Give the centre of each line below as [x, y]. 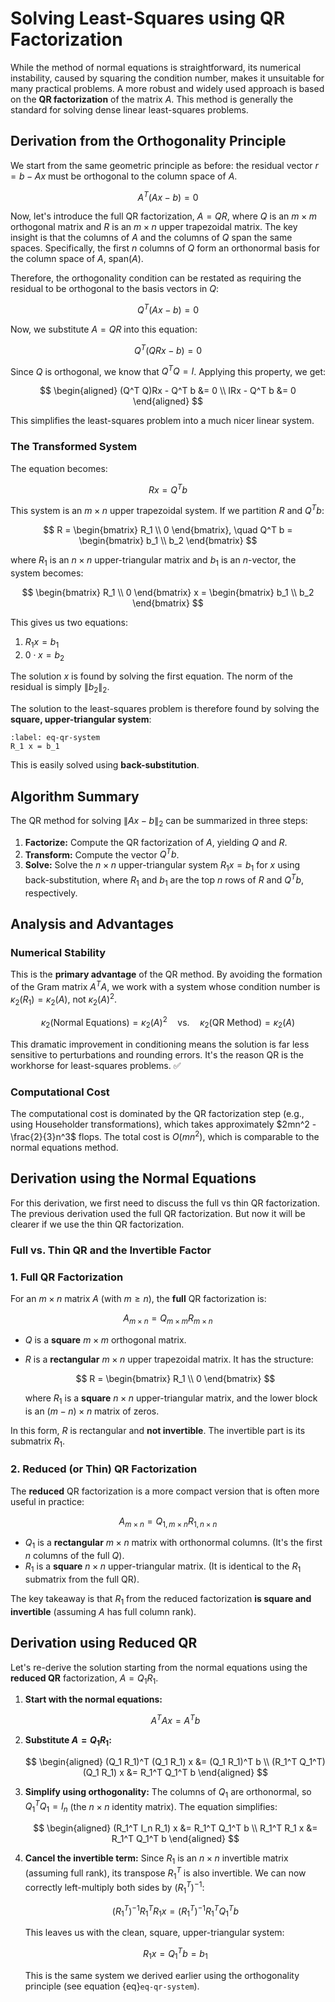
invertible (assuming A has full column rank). [103, 1611]
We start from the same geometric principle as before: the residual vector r [164, 165]
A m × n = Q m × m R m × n [168, 1319]
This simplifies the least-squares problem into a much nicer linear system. [162, 421]
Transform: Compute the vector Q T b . [102, 854]
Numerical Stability [58, 952]
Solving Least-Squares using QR [148, 18]
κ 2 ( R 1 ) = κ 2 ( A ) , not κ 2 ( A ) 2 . [64, 999]
